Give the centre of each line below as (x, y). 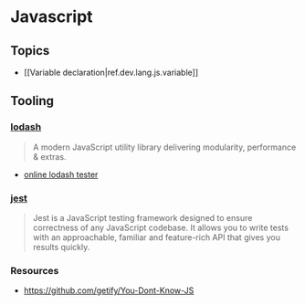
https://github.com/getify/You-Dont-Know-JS (109, 290)
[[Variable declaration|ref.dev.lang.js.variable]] (111, 72)
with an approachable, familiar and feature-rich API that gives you (157, 237)
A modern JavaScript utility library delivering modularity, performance (164, 147)
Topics (30, 51)
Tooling (32, 101)
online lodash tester (61, 174)
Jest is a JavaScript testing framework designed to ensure (142, 217)
